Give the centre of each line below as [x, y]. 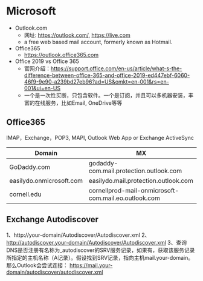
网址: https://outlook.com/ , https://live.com [77, 35]
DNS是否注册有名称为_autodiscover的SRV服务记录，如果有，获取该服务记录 [101, 250]
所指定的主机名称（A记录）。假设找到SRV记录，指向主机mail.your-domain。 [100, 257]
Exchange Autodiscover [52, 220]
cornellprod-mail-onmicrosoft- [134, 190]
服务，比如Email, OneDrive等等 [84, 103]
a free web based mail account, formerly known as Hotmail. [98, 42]
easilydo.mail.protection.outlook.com [141, 180]
